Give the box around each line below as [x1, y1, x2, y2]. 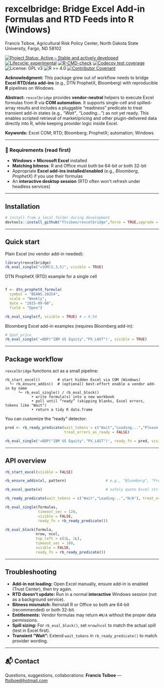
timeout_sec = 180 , [36, 541, 76, 546]
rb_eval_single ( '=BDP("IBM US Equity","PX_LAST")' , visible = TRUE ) [5, 337, 147, 342]
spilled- [136, 99, 152, 105]
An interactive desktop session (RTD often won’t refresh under [12, 178, 141, 184]
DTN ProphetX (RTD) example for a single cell [5, 274, 97, 279]
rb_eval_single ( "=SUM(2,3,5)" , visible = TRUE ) [5, 265, 104, 270]
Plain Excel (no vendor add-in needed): [5, 251, 84, 256]
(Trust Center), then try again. [12, 586, 72, 592]
